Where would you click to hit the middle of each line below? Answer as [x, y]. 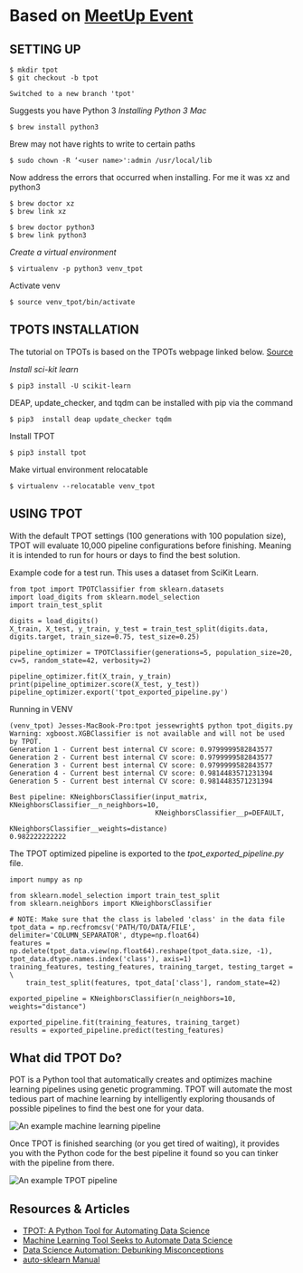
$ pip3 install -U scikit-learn [70, 386]
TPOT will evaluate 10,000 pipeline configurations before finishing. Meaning [151, 545]
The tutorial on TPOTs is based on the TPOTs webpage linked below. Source [151, 352]
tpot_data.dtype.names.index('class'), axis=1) [101, 959]
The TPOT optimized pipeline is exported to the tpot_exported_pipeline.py [147, 853]
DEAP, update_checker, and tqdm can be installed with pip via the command [151, 402]
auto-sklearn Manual [61, 1259]
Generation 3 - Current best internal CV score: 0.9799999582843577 [141, 765]
